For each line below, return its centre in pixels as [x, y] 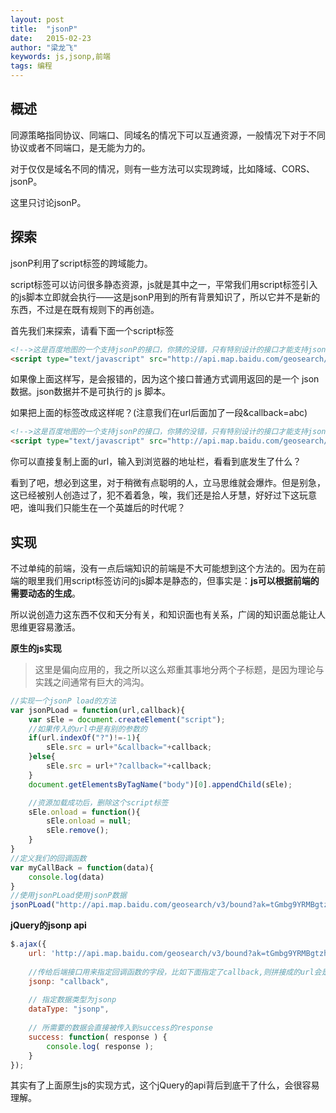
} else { [42, 757]
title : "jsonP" [44, 29]
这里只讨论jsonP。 [48, 202]
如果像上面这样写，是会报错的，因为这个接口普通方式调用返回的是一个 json [165, 379]
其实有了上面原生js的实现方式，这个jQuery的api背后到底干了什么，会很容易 [165, 1085]
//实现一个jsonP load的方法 [63, 701]
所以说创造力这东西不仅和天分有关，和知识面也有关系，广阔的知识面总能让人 [168, 614]
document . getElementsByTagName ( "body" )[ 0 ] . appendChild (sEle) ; [160, 784]
